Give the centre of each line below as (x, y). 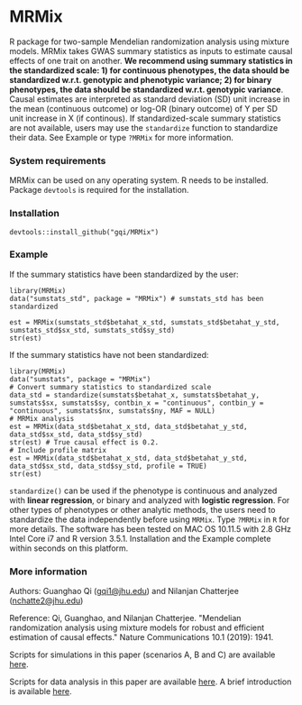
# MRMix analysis (42, 418)
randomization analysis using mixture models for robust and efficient (137, 627)
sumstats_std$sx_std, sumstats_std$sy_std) (92, 330)
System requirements (58, 160)
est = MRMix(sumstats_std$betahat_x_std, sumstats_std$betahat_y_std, (145, 322)
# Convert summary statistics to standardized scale (110, 387)
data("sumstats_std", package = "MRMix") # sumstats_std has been (137, 298)
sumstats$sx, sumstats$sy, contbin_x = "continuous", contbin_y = (137, 403)
